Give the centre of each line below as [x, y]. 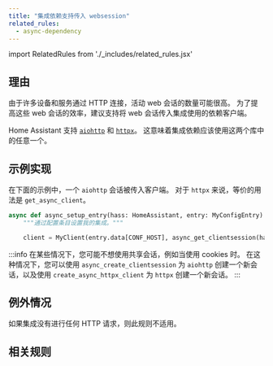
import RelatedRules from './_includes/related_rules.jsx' [101, 54]
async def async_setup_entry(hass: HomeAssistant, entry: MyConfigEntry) [136, 216]
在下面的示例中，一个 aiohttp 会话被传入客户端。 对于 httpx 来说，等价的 [131, 190]
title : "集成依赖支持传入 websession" [69, 16]
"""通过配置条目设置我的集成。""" [74, 223]
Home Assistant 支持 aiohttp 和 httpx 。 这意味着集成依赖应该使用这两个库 [133, 130]
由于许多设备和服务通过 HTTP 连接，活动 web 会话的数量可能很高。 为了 [130, 103]
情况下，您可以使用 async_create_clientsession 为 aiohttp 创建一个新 [133, 264]
